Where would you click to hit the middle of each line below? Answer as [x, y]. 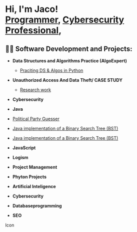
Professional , [33, 30]
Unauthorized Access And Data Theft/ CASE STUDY [67, 80]
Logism [20, 157]
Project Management [35, 167]
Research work [35, 90]
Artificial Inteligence [34, 186]
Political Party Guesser [36, 119]
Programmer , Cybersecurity [65, 20]
